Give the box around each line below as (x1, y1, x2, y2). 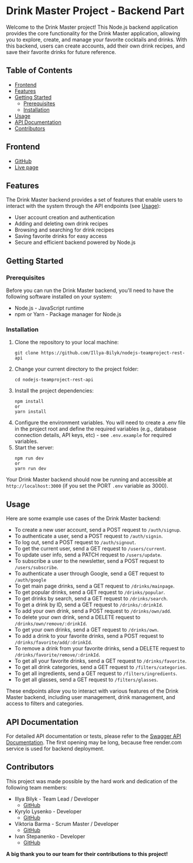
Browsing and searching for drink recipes (14, 226, 115, 233)
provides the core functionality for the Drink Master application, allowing (6, 29, 180, 36)
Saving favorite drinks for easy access (14, 233, 107, 240)
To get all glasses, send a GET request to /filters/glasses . (14, 676, 158, 683)
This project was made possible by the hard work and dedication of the (6, 777, 178, 785)
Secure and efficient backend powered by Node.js (14, 239, 136, 246)
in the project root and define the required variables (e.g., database (14, 425, 177, 432)
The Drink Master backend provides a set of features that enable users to (6, 196, 183, 203)
